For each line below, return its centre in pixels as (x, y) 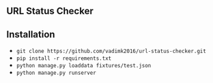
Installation (31, 34)
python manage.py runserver (56, 73)
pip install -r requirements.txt (64, 59)
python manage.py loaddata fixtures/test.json (84, 66)
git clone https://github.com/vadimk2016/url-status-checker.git (111, 51)
